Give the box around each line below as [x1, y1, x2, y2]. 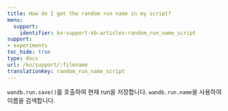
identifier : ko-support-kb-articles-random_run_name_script [19, 29, 196, 37]
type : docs [7, 55, 39, 62]
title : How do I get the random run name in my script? [7, 10, 171, 17]
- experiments [7, 42, 48, 49]
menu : [7, 17, 23, 23]
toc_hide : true [7, 49, 51, 56]
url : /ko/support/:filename [7, 61, 88, 68]
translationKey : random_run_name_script [7, 68, 126, 74]
